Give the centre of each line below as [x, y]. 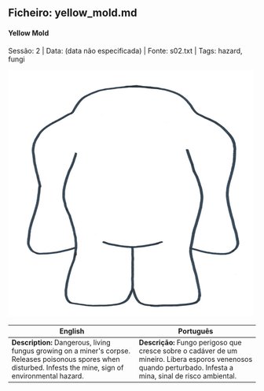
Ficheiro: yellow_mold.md [73, 13]
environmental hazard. [48, 376]
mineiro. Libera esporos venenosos [196, 359]
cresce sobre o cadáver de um [188, 351]
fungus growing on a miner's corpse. [71, 351]
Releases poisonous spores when [66, 359]
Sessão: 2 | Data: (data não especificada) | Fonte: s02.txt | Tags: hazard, [125, 50]
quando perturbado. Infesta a [186, 368]
